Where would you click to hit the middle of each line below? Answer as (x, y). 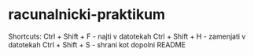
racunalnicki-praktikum (87, 15)
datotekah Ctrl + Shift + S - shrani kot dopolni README (97, 44)
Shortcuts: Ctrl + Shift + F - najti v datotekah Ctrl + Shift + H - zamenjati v (127, 36)
